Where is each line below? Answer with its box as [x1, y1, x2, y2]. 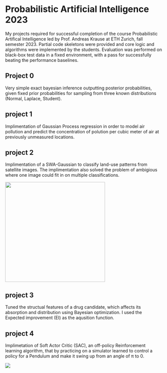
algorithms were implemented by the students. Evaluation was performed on [5, 46, 163, 52]
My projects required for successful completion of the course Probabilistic [5, 30, 158, 36]
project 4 [5, 329, 34, 338]
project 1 [5, 110, 32, 118]
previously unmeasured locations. [5, 134, 75, 140]
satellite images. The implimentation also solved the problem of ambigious [5, 167, 158, 173]
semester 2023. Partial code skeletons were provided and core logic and [5, 41, 155, 47]
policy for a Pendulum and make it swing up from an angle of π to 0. [5, 353, 145, 359]
